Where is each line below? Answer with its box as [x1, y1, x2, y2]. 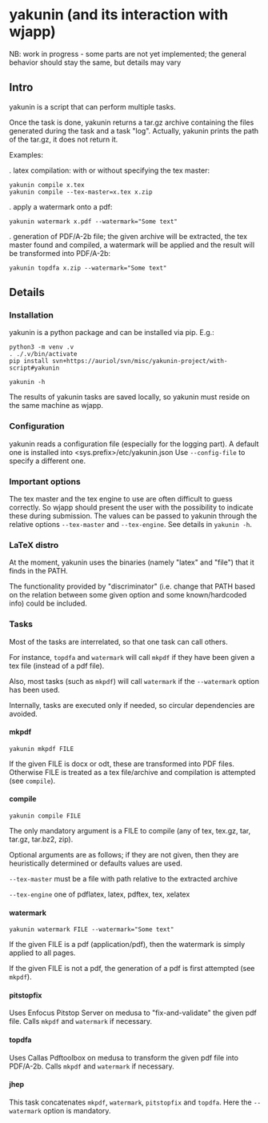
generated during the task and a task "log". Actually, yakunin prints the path [9, 126, 259, 135]
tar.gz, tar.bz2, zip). [9, 834, 74, 845]
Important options [9, 476, 81, 487]
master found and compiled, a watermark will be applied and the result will [9, 240, 255, 250]
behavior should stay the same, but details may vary [9, 58, 182, 67]
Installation [9, 310, 54, 321]
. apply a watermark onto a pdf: [9, 202, 113, 211]
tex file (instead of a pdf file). [9, 661, 105, 670]
